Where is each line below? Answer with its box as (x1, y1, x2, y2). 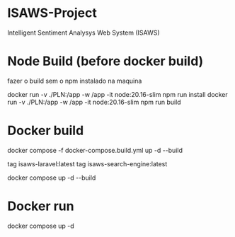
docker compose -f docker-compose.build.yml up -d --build (7, 146, 183, 154)
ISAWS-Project (7, 5, 98, 21)
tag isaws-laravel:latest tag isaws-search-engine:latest (7, 159, 168, 168)
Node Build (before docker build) (7, 53, 204, 69)
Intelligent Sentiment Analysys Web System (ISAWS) (7, 28, 161, 37)
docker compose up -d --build (7, 173, 96, 182)
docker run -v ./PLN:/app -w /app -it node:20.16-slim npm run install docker (7, 90, 228, 98)
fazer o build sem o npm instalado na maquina (7, 76, 142, 85)
